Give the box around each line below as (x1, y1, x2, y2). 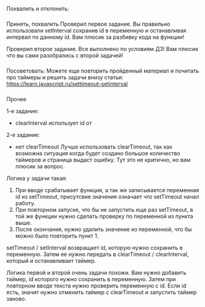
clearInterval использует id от (15, 119, 92, 126)
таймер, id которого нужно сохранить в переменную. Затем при (6, 275, 176, 282)
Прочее (6, 95, 26, 103)
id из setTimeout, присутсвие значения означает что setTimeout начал (15, 193, 199, 200)
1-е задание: (6, 107, 39, 115)
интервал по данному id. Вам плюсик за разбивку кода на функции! (6, 33, 185, 41)
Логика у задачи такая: (6, 174, 68, 182)
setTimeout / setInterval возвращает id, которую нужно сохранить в (6, 244, 183, 251)
